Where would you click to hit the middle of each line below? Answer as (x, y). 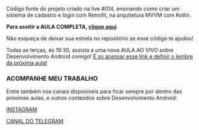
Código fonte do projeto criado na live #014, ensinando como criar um (93, 9)
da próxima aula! (27, 63)
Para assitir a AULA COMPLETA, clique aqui (62, 27)
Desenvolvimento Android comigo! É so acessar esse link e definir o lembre (100, 56)
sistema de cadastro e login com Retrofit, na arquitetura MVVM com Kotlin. (99, 15)
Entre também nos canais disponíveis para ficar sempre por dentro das (94, 91)
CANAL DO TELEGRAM (35, 121)
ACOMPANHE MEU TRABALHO (52, 78)
